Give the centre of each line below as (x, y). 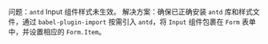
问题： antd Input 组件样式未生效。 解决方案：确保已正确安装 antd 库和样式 (131, 12)
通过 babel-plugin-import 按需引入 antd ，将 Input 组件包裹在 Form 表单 (139, 22)
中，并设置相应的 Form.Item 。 (57, 32)
